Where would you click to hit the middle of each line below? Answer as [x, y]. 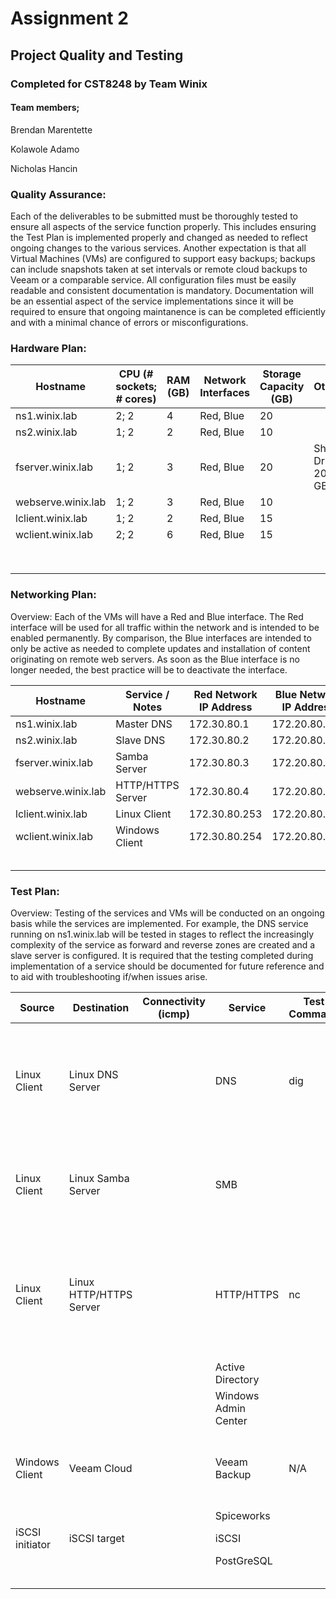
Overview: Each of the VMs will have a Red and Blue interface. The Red [157, 616]
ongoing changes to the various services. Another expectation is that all [158, 248]
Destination [101, 1007]
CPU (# [136, 374]
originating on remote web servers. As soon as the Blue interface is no [155, 659]
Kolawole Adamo [45, 149]
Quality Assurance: [58, 194]
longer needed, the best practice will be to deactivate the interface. [149, 669]
